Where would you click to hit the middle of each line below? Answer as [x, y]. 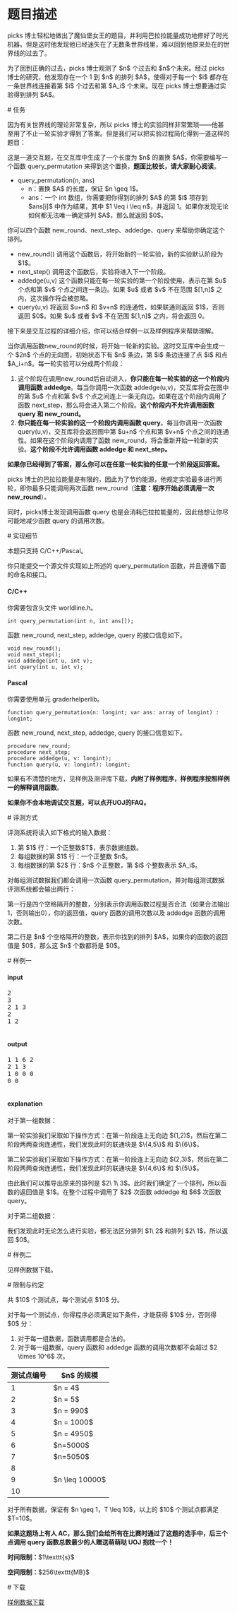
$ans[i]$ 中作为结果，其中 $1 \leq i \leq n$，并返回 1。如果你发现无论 [128, 206]
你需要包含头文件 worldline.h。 [52, 608]
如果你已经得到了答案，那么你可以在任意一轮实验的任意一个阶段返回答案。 [115, 464]
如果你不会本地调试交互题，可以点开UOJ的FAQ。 [79, 803]
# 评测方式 [23, 817]
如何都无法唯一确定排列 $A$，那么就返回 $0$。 [97, 215]
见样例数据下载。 [32, 1270]
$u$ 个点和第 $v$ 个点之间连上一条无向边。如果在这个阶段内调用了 [129, 396]
